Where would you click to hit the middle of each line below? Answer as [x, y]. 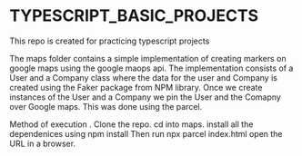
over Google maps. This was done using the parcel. [106, 106]
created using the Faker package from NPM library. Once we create [136, 87]
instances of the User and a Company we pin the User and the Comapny [146, 97]
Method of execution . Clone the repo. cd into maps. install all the [131, 124]
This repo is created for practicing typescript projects [110, 41]
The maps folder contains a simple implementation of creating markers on [148, 58]
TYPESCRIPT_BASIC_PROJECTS [134, 16]
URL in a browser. [42, 143]
